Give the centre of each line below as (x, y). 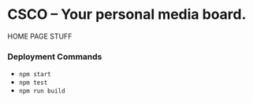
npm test (33, 83)
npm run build (42, 91)
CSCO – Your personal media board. (127, 15)
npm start (35, 75)
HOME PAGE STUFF (40, 36)
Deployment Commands (55, 57)
